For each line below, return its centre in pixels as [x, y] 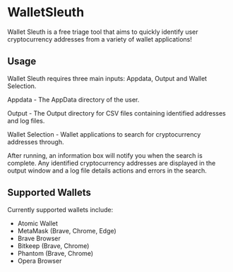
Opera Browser [40, 261]
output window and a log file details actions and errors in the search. [107, 171]
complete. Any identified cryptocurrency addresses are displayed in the [112, 163]
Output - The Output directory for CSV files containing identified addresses [116, 113]
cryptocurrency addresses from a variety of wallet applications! [100, 39]
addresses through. [36, 142]
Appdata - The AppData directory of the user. [73, 99]
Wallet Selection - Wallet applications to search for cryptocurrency [104, 134]
